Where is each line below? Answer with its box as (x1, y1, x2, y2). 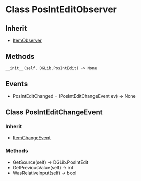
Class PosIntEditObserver (5, 4, 118, 15)
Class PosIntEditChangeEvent (5, 108, 103, 117)
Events (5, 80, 28, 88)
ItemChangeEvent (12, 135, 51, 141)
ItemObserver (12, 37, 42, 43)
